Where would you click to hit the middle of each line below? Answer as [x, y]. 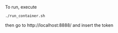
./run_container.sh [25, 16]
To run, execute [21, 7]
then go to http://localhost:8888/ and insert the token [59, 25]
